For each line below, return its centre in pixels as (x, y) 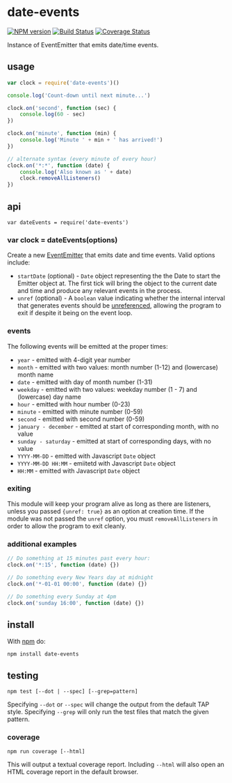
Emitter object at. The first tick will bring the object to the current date (117, 283)
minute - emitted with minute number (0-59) (80, 411)
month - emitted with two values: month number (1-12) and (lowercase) (118, 367)
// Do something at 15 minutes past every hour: (79, 559)
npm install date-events (43, 654)
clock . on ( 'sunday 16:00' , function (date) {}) (76, 603)
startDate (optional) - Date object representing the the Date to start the (119, 276)
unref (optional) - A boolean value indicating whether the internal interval (121, 298)
